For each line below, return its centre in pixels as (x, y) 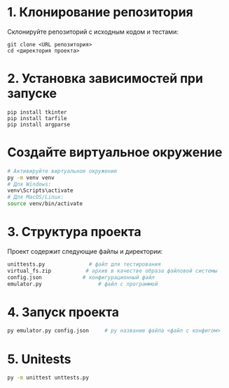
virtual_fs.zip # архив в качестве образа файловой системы (112, 271)
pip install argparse (39, 124)
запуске (32, 94)
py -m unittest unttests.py (48, 378)
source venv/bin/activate (45, 204)
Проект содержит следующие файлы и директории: (85, 251)
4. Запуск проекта (63, 312)
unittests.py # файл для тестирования (84, 264)
